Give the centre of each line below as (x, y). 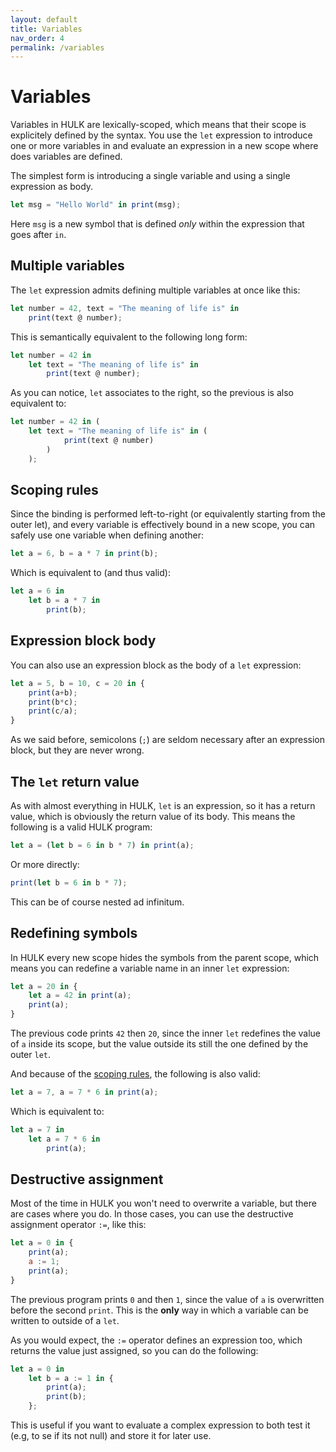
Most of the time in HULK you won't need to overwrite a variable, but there (163, 1203)
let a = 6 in (37, 591)
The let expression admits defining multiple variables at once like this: (155, 290)
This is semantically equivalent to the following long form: (129, 337)
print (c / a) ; (53, 711)
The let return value (75, 781)
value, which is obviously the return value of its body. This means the (153, 816)
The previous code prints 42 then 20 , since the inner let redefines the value (166, 1033)
